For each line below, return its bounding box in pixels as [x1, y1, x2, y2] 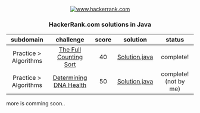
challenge [55, 35, 85, 44]
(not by [164, 78, 185, 86]
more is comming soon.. [6, 100, 65, 107]
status [165, 35, 185, 44]
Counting [57, 53, 83, 62]
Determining [52, 74, 87, 82]
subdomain [11, 35, 43, 44]
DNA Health [53, 81, 87, 89]
